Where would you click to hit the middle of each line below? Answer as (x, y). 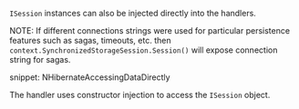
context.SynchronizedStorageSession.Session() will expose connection (144, 50)
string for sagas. (40, 59)
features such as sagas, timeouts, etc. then (90, 40)
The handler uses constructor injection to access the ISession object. (140, 95)
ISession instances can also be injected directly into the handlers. (133, 13)
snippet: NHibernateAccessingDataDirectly (90, 77)
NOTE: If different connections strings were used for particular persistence (149, 30)
